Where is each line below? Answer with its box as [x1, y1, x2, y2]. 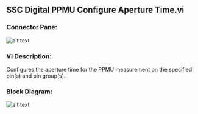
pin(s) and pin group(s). [6, 72, 66, 79]
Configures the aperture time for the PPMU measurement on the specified [6, 65, 193, 73]
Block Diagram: [6, 87, 53, 96]
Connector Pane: [6, 23, 58, 32]
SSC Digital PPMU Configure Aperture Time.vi [6, 5, 185, 15]
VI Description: [6, 52, 52, 60]
